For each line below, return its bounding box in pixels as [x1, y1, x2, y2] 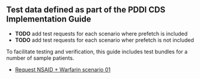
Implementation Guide [6, 14, 91, 25]
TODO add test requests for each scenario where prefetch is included [14, 30, 188, 37]
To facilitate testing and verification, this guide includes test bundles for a [6, 48, 188, 55]
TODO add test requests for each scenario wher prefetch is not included [14, 36, 194, 44]
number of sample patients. [6, 54, 74, 62]
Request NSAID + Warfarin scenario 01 [14, 66, 111, 73]
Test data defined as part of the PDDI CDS [6, 5, 166, 15]
